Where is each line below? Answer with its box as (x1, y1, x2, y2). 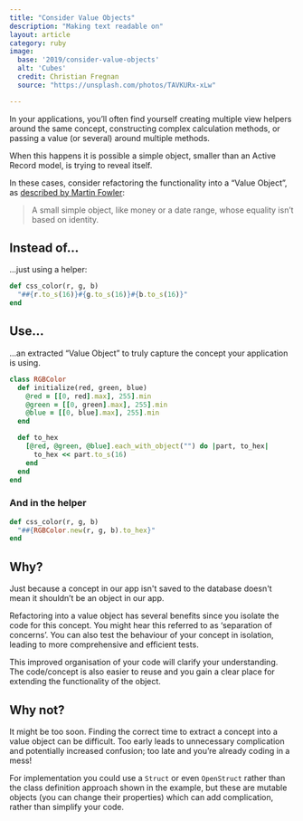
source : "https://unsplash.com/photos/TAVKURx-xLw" (17, 81, 217, 90)
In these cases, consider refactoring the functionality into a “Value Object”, (9, 177, 288, 188)
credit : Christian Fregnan (17, 72, 119, 81)
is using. (9, 357, 41, 368)
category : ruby (9, 38, 67, 48)
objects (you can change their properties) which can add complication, (9, 791, 274, 802)
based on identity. (31, 214, 99, 224)
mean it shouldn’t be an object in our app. (9, 593, 165, 604)
